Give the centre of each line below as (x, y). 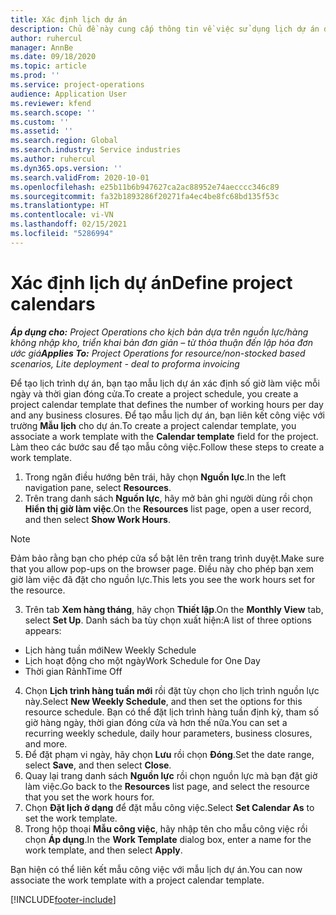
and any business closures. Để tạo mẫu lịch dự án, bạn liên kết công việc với (167, 415)
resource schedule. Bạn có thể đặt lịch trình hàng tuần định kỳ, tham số (172, 712)
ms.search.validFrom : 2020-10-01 (80, 177)
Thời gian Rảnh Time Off (73, 671)
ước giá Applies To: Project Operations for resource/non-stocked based (158, 353)
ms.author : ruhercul (53, 159)
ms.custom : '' (40, 122)
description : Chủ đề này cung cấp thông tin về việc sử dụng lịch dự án (165, 29)
